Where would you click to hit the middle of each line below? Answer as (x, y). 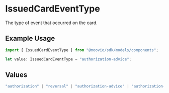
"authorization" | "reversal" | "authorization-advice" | (67, 86)
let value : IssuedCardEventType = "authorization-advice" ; (68, 59)
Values (16, 75)
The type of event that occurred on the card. (52, 23)
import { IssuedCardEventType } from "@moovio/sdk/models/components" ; (82, 50)
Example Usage (30, 38)
